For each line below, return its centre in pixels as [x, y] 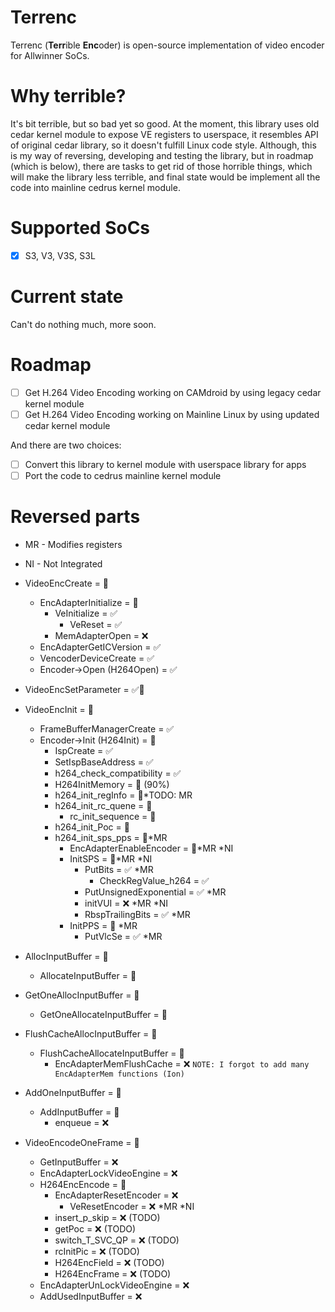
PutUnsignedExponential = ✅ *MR [155, 892]
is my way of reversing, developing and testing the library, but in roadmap [162, 155]
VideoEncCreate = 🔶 [67, 583]
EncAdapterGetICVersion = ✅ [100, 647]
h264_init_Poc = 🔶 [92, 827]
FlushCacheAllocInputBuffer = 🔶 [91, 1033]
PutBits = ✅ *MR [119, 869]
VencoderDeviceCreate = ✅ [97, 658]
